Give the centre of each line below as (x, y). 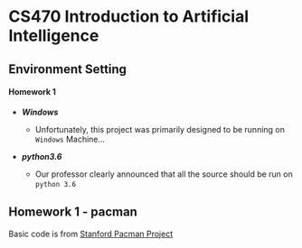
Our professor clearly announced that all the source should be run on (164, 174)
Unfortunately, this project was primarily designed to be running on (160, 129)
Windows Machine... (70, 139)
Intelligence (54, 36)
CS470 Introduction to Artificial (129, 17)
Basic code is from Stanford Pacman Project (91, 234)
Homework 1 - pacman (73, 212)
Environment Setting (68, 69)
